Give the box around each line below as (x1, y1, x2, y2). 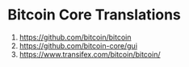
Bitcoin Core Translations (7, 6, 181, 24)
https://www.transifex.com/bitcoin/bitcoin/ (19, 49, 161, 59)
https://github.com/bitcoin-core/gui (19, 40, 138, 50)
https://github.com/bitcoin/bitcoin (19, 32, 132, 42)
